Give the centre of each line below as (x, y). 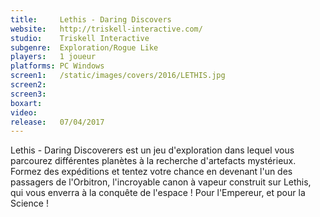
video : (24, 112)
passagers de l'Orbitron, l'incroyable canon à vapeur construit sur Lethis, (161, 182)
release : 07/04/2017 (57, 122)
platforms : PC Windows (57, 66)
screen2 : (28, 85)
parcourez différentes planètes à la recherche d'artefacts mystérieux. (153, 161)
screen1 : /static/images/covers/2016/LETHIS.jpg (118, 76)
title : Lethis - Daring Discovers (91, 19)
